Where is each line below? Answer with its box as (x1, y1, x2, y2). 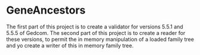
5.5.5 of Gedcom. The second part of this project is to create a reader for (6, 29, 186, 36)
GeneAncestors (6, 4, 86, 17)
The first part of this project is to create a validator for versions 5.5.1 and (6, 23, 183, 30)
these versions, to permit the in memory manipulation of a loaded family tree (6, 35, 194, 43)
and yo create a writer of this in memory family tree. (6, 42, 134, 49)
